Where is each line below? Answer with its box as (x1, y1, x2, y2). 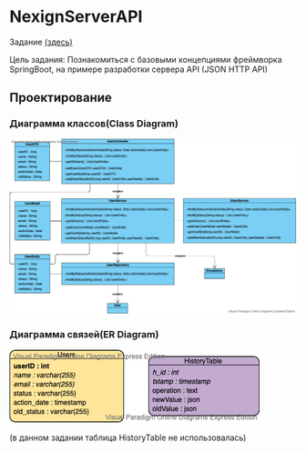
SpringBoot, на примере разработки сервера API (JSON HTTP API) (9, 64, 269, 75)
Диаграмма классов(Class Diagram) (9, 117, 179, 130)
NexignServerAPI (9, 6, 143, 27)
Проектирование (9, 90, 112, 105)
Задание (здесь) (9, 36, 73, 47)
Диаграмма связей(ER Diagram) (9, 328, 159, 341)
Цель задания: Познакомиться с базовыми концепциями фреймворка (9, 54, 282, 65)
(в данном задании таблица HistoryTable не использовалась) (9, 432, 247, 443)
